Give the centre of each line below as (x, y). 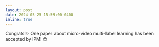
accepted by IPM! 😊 (26, 39)
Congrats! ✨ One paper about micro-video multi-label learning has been (80, 34)
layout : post (19, 10)
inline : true (19, 19)
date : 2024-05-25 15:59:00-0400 (39, 15)
